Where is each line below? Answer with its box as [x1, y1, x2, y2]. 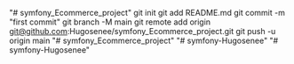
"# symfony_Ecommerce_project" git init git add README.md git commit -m [9, 8, 286, 18]
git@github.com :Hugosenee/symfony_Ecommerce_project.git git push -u [9, 26, 276, 36]
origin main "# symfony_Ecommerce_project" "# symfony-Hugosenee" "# [9, 35, 279, 46]
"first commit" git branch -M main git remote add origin [9, 17, 211, 27]
